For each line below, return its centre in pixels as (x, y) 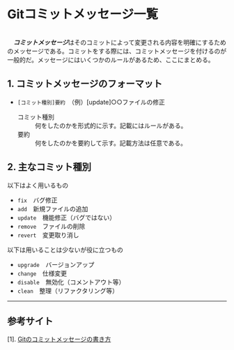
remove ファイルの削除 (51, 226)
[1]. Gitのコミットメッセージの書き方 (59, 340)
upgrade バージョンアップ (56, 264)
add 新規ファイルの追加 (53, 208)
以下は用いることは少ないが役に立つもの (65, 250)
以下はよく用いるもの (38, 185)
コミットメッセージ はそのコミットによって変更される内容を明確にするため (120, 42)
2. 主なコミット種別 (49, 167)
